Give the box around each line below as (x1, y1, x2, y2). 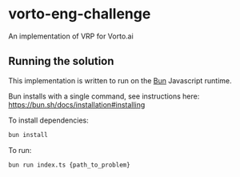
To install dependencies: (8, 115, 90, 125)
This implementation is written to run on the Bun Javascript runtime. (8, 75, 232, 85)
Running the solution (8, 54, 114, 68)
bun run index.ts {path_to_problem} (8, 161, 130, 169)
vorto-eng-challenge (8, 5, 151, 23)
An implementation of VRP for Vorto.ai (8, 31, 134, 41)
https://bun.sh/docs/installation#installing (8, 99, 146, 109)
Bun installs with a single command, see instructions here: (8, 91, 200, 101)
